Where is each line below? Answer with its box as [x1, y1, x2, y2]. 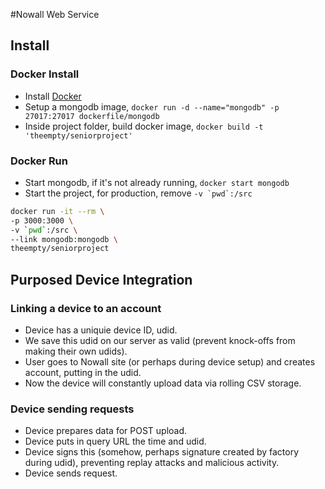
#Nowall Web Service [10, 9, 100, 20]
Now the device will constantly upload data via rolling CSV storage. [24, 377, 302, 389]
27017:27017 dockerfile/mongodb [24, 111, 160, 121]
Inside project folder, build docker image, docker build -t [24, 120, 264, 132]
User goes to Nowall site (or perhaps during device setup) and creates [24, 356, 316, 368]
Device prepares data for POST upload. [24, 425, 188, 437]
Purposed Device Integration [10, 271, 193, 288]
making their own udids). [24, 345, 128, 358]
